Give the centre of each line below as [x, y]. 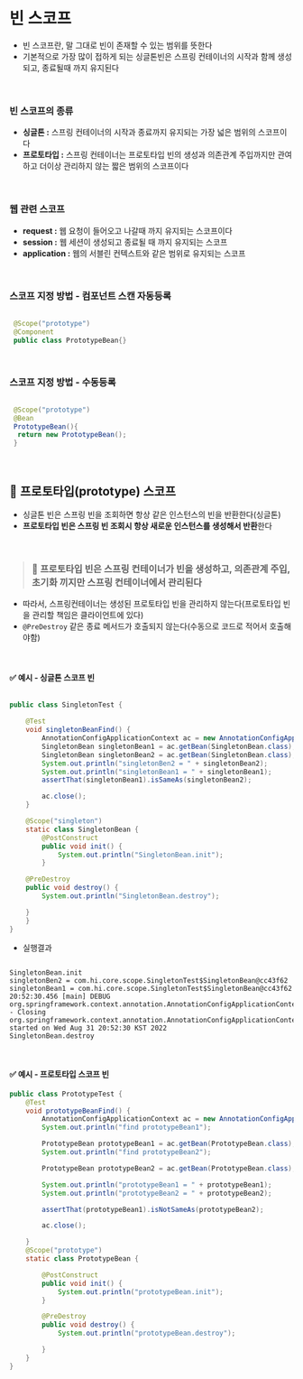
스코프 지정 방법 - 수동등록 [63, 383]
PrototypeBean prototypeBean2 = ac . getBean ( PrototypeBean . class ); [169, 1168]
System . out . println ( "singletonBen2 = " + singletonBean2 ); [155, 764]
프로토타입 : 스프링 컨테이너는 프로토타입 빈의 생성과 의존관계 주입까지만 [149, 155]
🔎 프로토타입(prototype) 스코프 [93, 491]
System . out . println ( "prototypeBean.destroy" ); [147, 1333]
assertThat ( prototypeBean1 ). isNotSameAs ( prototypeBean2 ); [153, 1209]
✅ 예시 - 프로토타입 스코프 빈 [60, 1074]
